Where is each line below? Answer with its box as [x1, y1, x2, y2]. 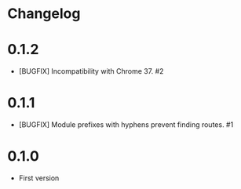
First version [18, 173, 60, 183]
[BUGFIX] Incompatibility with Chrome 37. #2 [18, 67, 164, 76]
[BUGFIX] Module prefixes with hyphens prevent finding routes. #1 [18, 120, 234, 129]
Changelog [7, 5, 81, 23]
